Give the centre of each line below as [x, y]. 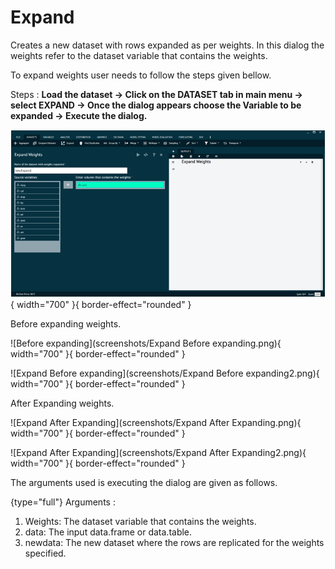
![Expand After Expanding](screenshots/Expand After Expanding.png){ [156, 422]
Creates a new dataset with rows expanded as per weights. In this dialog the [167, 45]
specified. [45, 553]
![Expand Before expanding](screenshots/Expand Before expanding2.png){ [165, 373]
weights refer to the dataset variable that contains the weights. [139, 55]
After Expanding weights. [62, 403]
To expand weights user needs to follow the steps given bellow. [141, 75]
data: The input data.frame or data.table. [108, 532]
